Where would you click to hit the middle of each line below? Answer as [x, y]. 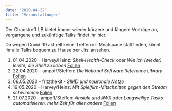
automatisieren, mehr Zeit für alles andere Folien [64, 103]
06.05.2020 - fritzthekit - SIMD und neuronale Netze [68, 81]
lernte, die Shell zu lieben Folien [46, 65]
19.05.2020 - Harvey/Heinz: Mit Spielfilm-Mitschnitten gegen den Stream [90, 87]
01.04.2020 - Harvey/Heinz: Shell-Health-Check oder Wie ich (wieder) [87, 60]
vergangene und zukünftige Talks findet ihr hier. [56, 35]
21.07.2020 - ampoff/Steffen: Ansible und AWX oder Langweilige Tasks [88, 98]
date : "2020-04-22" [26, 10]
